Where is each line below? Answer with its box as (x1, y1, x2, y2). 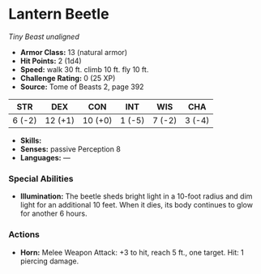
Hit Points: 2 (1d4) (19, 56, 83, 66)
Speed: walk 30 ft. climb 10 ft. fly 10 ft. (19, 64, 149, 74)
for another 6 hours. (19, 208, 88, 219)
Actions (8, 229, 41, 240)
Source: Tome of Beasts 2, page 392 (19, 82, 144, 92)
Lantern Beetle (8, 5, 109, 24)
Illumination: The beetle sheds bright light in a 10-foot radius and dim (19, 191, 253, 201)
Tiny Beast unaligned (8, 32, 79, 41)
